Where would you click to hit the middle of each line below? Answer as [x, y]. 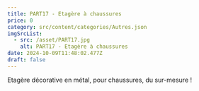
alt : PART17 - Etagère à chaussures [74, 47]
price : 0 [20, 20]
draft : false [27, 60]
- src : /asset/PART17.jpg [52, 40]
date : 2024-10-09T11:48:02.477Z [55, 54]
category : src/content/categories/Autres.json [77, 27]
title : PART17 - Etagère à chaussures [64, 14]
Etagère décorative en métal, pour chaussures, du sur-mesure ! [100, 80]
